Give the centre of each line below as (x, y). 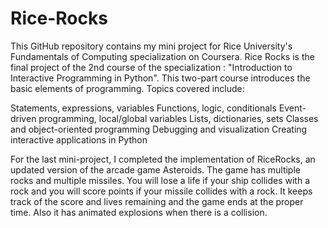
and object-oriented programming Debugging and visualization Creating (159, 129)
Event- (292, 108)
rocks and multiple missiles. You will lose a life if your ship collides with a (160, 180)
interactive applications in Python (79, 139)
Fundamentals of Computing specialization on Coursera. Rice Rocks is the (162, 56)
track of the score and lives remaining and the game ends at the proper (157, 201)
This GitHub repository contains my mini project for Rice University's (151, 46)
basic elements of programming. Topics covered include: (127, 88)
